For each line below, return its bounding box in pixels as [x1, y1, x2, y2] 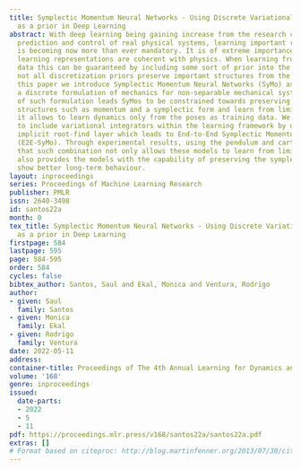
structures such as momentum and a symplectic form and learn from [17, 105, 275, 114]
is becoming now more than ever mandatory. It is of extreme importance [17, 47, 295, 56]
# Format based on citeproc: [9, 447, 118, 456]
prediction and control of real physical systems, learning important [17, 38, 287, 48]
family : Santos [17, 305, 74, 314]
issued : [9, 388, 39, 397]
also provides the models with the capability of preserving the [17, 154, 267, 164]
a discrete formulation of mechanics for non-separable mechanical [17, 88, 275, 97]
